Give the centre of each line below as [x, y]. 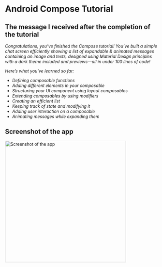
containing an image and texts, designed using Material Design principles [79, 56]
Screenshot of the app [39, 132]
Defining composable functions [43, 80]
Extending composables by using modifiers [55, 96]
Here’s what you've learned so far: [39, 71]
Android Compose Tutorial [59, 9]
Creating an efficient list [36, 101]
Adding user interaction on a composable [53, 111]
